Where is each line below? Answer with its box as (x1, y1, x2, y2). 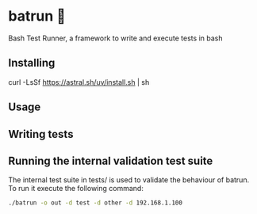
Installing (8, 56, 56, 70)
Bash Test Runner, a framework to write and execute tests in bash (8, 33, 223, 43)
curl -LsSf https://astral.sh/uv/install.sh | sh (8, 77, 150, 86)
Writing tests (8, 127, 74, 141)
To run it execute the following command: (8, 184, 144, 193)
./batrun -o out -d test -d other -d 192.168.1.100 (8, 199, 182, 207)
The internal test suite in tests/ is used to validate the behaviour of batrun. (8, 175, 250, 185)
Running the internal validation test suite (8, 154, 213, 167)
